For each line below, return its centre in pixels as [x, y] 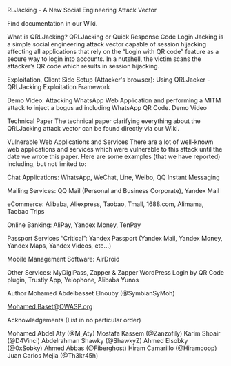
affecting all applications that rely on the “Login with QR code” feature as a [113, 52]
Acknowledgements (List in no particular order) [74, 320]
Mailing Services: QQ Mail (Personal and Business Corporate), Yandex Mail [113, 191]
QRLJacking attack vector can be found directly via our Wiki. [93, 128]
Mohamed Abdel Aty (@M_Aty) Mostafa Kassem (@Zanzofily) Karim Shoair [114, 333]
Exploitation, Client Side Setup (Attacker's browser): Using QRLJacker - [109, 80]
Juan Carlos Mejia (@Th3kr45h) [53, 355]
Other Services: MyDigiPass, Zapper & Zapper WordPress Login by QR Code [115, 272]
